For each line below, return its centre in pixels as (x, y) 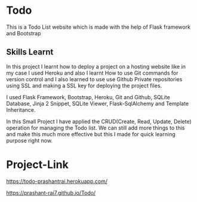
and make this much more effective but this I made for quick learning (91, 134)
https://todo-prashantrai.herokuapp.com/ (57, 181)
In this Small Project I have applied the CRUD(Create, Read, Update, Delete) (99, 121)
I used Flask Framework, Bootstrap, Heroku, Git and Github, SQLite (88, 97)
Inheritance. (21, 110)
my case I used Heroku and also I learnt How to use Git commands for (92, 73)
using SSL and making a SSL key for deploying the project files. (84, 85)
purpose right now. (29, 140)
